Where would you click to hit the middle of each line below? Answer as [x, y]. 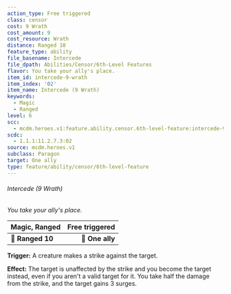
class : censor [27, 20]
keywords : [21, 97]
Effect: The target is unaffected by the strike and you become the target [109, 269]
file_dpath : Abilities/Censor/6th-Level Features [80, 65]
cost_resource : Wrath [38, 39]
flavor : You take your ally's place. [61, 71]
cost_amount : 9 [29, 33]
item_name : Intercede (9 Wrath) [53, 90]
